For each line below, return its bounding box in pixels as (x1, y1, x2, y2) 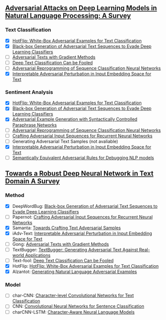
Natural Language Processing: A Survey (5, 12, 131, 20)
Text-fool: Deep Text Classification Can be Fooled (12, 257, 114, 263)
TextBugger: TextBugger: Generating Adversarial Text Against (12, 246, 138, 252)
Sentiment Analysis (5, 88, 53, 95)
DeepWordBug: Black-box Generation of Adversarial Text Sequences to (12, 203, 158, 209)
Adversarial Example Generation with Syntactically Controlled (12, 116, 137, 122)
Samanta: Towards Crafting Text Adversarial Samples (12, 225, 121, 231)
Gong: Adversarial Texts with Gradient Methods (12, 241, 109, 247)
